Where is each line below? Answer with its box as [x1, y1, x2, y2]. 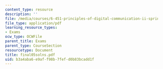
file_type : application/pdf [5, 20, 62, 26]
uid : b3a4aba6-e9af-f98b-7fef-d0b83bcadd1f [5, 57, 95, 62]
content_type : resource [5, 7, 53, 12]
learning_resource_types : [5, 25, 57, 30]
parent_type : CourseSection [5, 43, 62, 48]
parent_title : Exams [5, 39, 47, 44]
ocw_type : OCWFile [5, 34, 42, 39]
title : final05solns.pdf [5, 52, 55, 57]
